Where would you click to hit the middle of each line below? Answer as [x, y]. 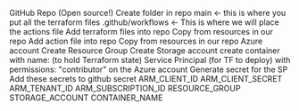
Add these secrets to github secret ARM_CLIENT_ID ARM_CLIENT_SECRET [146, 79]
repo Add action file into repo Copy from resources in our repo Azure [136, 41]
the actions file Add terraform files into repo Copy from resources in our [141, 32]
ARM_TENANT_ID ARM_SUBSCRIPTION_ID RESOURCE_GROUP [125, 88]
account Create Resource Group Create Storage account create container [145, 51]
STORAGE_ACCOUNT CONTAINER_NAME [86, 98]
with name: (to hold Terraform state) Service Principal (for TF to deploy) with [150, 60]
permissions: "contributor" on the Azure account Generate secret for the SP [149, 69]
